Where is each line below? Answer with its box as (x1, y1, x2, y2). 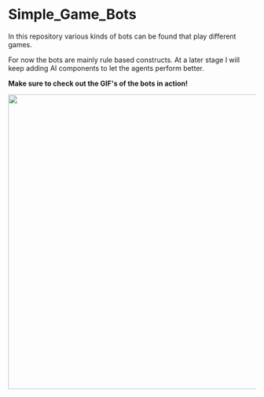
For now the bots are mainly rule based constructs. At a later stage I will (8, 55, 240, 64)
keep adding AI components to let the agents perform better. (8, 63, 204, 72)
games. (8, 39, 33, 49)
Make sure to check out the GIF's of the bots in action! (8, 79, 189, 88)
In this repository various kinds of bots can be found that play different (8, 31, 236, 41)
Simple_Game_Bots (8, 6, 137, 24)
